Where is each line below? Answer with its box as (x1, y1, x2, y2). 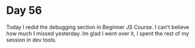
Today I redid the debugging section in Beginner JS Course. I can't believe (6, 23, 190, 31)
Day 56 (6, 4, 42, 17)
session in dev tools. (6, 36, 57, 43)
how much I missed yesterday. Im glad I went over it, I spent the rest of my (6, 29, 190, 37)
